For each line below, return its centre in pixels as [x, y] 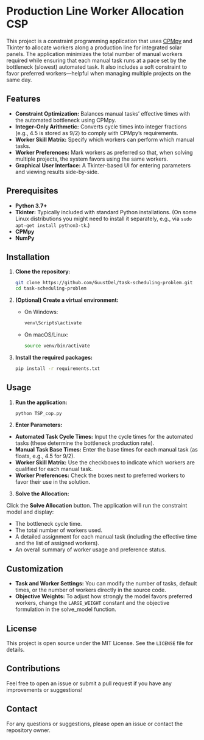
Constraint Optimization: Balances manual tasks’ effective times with [103, 113]
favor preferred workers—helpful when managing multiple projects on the [99, 73]
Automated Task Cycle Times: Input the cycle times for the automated [104, 437]
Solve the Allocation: [42, 494]
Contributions [33, 668]
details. [16, 650]
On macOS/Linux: [46, 335]
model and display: [30, 512]
